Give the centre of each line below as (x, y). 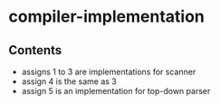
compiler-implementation (106, 17)
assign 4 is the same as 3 (69, 81)
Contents (35, 50)
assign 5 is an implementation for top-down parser (116, 91)
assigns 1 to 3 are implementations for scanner (109, 72)
